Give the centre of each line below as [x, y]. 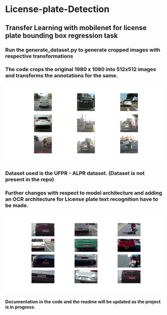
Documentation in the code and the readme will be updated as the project [83, 301]
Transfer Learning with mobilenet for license [76, 28]
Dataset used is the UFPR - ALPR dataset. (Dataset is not [75, 173]
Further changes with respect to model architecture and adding [84, 193]
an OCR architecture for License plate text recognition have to [82, 199]
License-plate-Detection [57, 9]
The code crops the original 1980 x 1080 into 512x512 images [81, 70]
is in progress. [20, 307]
